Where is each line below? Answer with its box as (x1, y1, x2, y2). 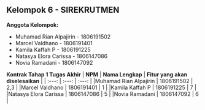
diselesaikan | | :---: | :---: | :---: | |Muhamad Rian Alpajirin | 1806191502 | (6, 77, 193, 84)
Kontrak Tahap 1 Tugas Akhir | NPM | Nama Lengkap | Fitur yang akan (6, 70, 188, 78)
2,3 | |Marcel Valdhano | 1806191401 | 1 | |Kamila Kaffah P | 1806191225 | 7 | (6, 84, 196, 91)
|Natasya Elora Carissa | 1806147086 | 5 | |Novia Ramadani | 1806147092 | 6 (6, 90, 199, 97)
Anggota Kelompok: (6, 21, 59, 28)
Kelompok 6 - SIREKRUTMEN (6, 5, 120, 15)
